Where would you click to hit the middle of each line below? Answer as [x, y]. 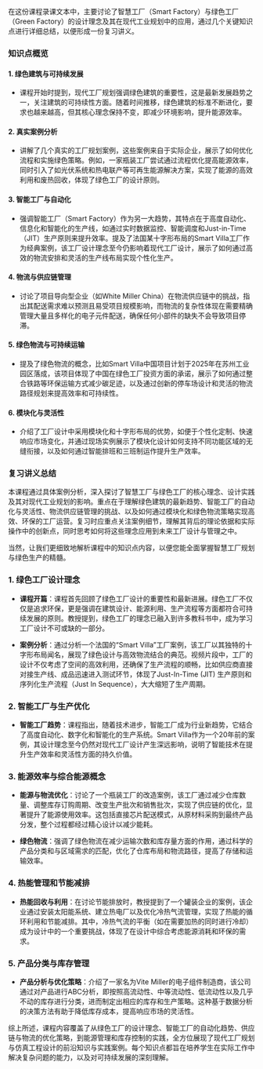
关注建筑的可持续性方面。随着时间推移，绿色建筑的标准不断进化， [140, 102]
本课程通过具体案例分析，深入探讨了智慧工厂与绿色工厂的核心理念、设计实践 [131, 492]
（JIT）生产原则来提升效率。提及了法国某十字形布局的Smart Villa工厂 [131, 238]
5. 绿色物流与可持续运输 [46, 345]
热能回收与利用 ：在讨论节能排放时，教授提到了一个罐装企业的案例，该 [133, 902]
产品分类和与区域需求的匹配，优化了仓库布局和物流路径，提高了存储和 [133, 851]
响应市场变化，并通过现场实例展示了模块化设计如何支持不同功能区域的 [133, 441]
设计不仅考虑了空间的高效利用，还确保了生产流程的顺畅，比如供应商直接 [136, 664]
